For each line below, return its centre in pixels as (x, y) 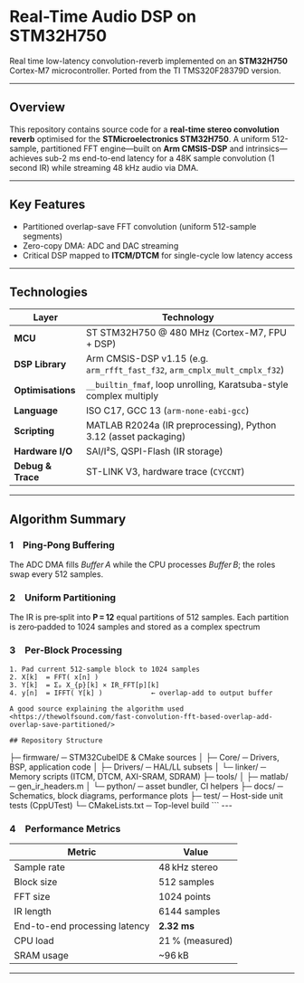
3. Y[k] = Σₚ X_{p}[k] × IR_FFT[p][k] (85, 685)
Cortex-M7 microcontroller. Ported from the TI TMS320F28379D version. (145, 71)
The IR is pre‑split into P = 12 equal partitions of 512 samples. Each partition (149, 618)
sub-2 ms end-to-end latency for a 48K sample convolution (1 (160, 158)
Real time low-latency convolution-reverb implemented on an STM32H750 (148, 61)
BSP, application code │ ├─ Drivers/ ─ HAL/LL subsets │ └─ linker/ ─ (138, 767)
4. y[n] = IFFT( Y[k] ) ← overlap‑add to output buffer (141, 693)
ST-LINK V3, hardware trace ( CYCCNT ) (165, 472)
